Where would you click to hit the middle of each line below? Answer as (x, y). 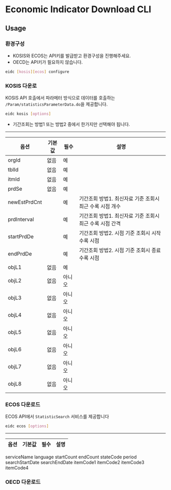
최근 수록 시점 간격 (100, 223)
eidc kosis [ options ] (28, 114)
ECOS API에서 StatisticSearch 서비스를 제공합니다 (57, 417)
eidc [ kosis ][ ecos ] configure (37, 72)
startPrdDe (21, 237)
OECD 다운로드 (23, 482)
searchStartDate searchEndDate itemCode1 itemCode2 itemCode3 (75, 462)
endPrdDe (20, 253)
